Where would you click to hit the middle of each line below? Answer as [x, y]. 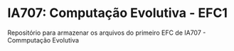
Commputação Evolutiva [43, 40]
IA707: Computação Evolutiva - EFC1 [117, 13]
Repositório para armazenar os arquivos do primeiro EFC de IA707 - [107, 33]
